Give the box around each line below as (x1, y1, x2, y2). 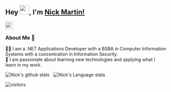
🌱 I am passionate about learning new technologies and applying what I (5, 56, 156, 63)
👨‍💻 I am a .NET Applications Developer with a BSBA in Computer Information (5, 46, 166, 52)
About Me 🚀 (5, 34, 35, 41)
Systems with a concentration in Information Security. (5, 51, 118, 57)
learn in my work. (5, 62, 42, 68)
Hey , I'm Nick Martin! (5, 8, 85, 17)
